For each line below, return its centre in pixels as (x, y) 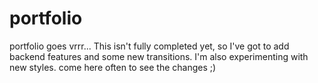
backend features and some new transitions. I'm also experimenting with (159, 56)
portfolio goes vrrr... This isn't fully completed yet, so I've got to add (149, 46)
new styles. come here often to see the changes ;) (113, 67)
